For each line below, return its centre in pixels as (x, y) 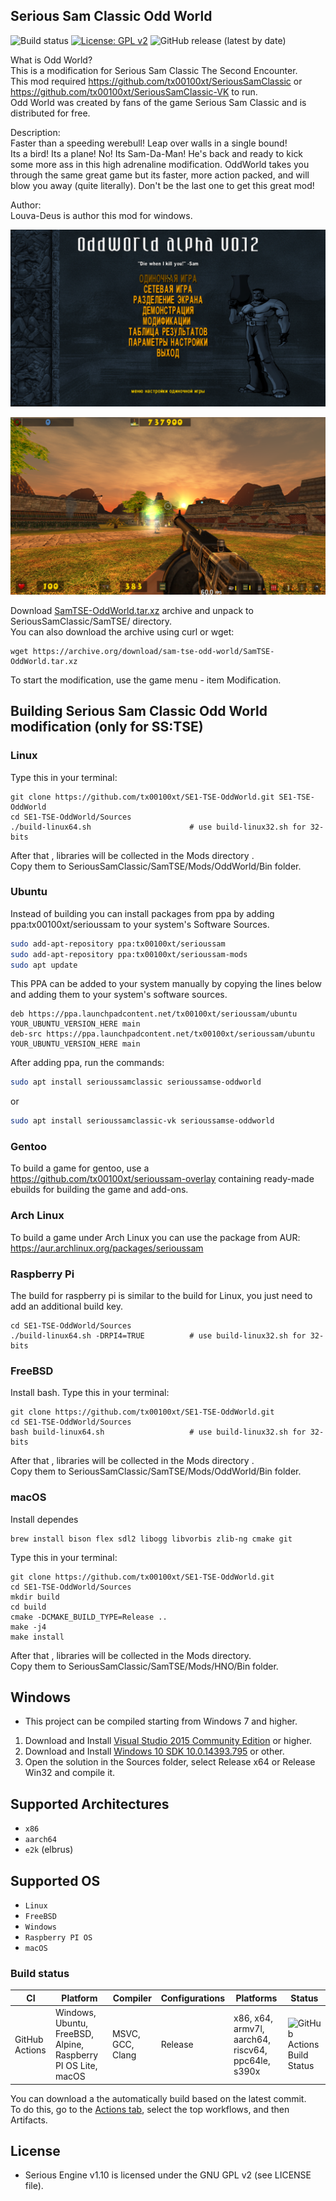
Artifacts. (29, 2120)
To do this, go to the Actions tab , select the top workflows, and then (150, 2109)
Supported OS (55, 1880)
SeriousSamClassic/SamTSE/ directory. (91, 621)
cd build (28, 1607)
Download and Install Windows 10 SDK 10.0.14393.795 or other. (154, 1751)
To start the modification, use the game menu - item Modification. (146, 680)
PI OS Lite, (76, 2066)
